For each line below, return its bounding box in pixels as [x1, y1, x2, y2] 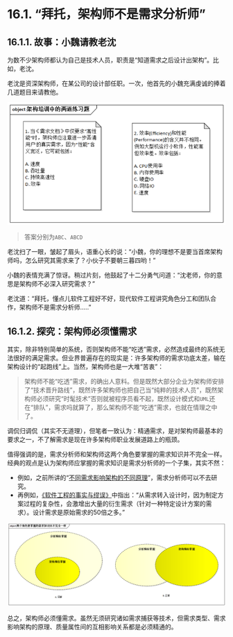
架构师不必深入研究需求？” [19, 280, 96, 288]
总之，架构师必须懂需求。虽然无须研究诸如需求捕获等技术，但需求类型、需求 [7, 613, 226, 622]
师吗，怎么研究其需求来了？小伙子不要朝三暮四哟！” [7, 256, 156, 264]
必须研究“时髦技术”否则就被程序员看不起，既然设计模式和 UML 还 [36, 394, 216, 402]
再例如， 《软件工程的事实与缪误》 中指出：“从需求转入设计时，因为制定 [17, 491, 218, 499]
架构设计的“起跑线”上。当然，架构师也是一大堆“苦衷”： [7, 362, 164, 371]
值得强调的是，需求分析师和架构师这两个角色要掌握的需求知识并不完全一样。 [7, 450, 226, 458]
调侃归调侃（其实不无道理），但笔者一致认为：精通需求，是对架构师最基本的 [7, 426, 223, 434]
